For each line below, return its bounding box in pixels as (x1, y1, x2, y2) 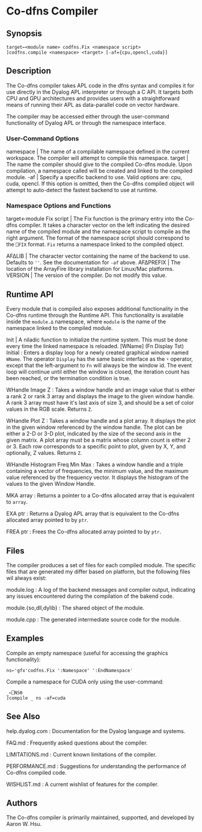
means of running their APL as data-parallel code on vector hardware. (6, 101, 180, 108)
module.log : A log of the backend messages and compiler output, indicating (6, 586, 195, 594)
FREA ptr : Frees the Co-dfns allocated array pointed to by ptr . (6, 528, 161, 535)
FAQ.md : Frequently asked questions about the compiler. (6, 739, 148, 746)
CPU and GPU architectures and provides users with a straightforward (6, 95, 180, 102)
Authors (6, 798, 38, 808)
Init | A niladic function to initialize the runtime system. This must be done (6, 336, 188, 343)
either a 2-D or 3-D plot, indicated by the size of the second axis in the (6, 430, 182, 437)
